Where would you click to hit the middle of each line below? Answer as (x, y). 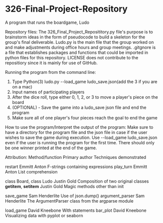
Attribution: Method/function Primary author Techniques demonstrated (76, 157)
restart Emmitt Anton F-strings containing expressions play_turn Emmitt (76, 167)
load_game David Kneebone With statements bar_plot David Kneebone (76, 210)
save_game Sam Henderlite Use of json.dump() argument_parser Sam (75, 196)
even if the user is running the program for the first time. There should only (80, 142)
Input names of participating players (48, 92)
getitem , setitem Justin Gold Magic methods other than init (65, 186)
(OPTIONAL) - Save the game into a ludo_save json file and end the (79, 107)
